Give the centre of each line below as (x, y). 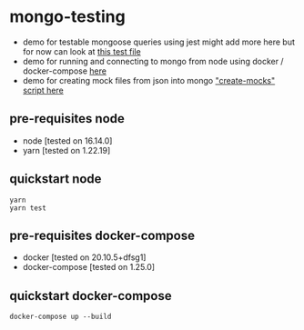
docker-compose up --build (61, 317)
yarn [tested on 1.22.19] (66, 150)
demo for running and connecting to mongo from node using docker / (153, 61)
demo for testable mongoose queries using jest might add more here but (159, 42)
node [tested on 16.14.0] (67, 140)
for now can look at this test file (81, 51)
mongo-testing (67, 17)
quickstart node (56, 179)
